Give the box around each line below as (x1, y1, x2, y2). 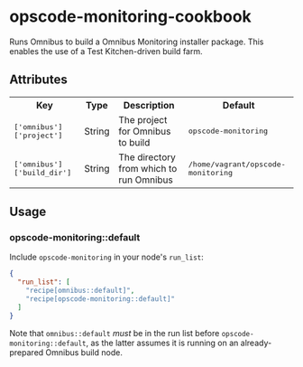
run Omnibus (118, 174, 173, 186)
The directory (118, 151, 176, 164)
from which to (118, 162, 178, 174)
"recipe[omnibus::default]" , (25, 287, 135, 296)
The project (118, 113, 168, 126)
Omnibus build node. (45, 346, 124, 358)
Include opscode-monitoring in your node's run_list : (9, 251, 205, 263)
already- (240, 337, 272, 348)
